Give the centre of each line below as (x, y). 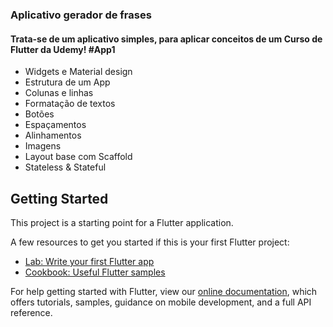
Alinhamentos (53, 135)
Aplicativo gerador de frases (81, 15)
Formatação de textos (70, 104)
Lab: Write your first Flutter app (89, 261)
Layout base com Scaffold (78, 157)
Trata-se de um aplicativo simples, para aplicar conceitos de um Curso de (166, 39)
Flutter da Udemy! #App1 (63, 49)
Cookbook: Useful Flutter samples (95, 272)
